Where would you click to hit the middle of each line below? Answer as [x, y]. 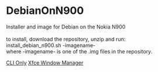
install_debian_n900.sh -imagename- [51, 45]
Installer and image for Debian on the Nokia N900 [66, 27]
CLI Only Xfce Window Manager [45, 63]
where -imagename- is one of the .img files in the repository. [79, 51]
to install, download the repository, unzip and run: [66, 39]
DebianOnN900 [45, 11]
